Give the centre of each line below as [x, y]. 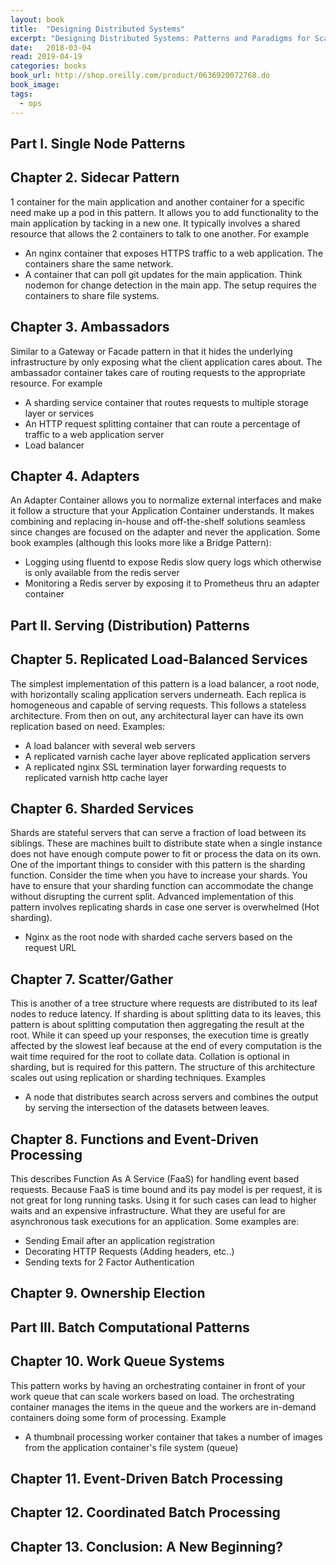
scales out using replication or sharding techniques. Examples [138, 1078]
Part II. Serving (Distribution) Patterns [130, 625]
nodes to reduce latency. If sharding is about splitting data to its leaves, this [166, 1014]
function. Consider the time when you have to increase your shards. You [159, 875]
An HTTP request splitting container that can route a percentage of [162, 423]
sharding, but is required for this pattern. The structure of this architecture [163, 1067]
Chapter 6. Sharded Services [102, 808]
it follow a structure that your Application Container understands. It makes [162, 511]
